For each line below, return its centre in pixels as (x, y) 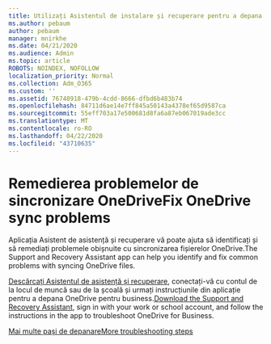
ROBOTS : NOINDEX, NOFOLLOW (54, 69)
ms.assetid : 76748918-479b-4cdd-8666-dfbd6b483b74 (95, 99)
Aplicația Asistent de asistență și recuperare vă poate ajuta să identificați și (133, 240)
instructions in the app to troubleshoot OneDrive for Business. (111, 316)
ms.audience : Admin (41, 53)
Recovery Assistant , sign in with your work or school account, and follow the (136, 307)
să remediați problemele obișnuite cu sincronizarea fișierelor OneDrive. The (133, 249)
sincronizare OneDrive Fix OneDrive (130, 201)
